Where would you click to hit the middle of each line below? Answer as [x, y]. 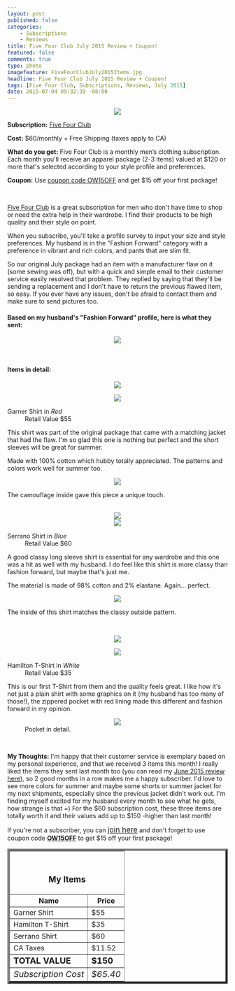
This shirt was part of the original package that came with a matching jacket [116, 432]
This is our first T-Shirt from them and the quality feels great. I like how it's [114, 686]
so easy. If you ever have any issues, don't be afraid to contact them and [112, 294]
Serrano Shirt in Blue [37, 536]
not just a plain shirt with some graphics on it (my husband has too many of [116, 694]
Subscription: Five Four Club [49, 125]
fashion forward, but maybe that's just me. [68, 571]
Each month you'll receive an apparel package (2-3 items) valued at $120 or [116, 159]
